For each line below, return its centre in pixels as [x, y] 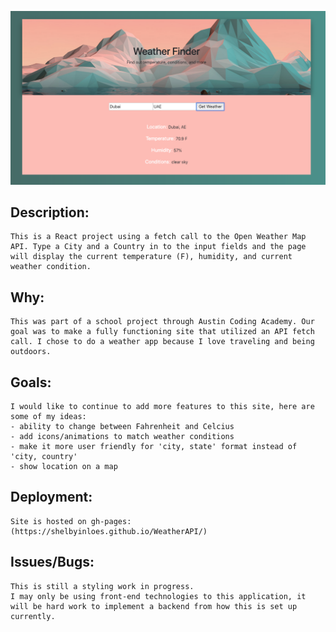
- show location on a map [64, 467]
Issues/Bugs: [52, 562]
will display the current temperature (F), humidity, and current [151, 257]
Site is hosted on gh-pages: [71, 521]
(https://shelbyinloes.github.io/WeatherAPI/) [109, 531]
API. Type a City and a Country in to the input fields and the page [158, 247]
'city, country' [44, 457]
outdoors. [31, 352]
